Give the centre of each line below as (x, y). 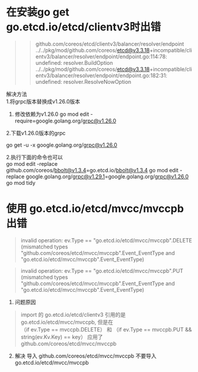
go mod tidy (21, 182)
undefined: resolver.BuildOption (74, 62)
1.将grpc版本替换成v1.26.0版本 (43, 101)
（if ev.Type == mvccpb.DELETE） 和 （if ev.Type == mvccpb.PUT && (106, 329)
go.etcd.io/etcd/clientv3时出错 (84, 27)
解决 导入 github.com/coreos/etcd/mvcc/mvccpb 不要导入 (86, 356)
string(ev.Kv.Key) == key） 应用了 (62, 337)
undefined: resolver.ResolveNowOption (83, 81)
